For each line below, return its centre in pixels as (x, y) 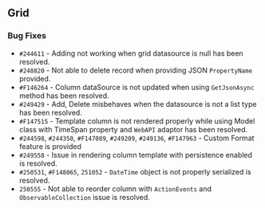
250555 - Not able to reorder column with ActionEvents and (115, 188)
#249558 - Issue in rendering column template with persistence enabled (136, 155)
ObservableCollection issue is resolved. (84, 197)
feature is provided (50, 146)
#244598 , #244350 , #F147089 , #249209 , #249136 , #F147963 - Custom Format (136, 138)
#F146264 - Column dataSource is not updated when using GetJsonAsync (136, 87)
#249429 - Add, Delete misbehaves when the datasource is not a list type (138, 104)
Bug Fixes (27, 36)
